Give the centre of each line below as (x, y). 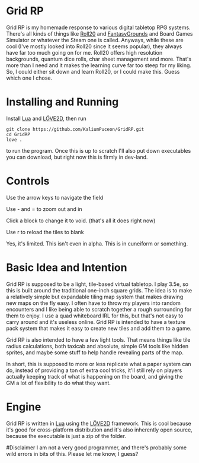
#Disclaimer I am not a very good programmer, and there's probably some (97, 448)
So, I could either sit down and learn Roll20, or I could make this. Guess (93, 71)
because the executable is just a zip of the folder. (66, 436)
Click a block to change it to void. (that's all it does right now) (81, 221)
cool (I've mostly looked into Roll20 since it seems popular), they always (94, 46)
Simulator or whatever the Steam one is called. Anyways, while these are (95, 40)
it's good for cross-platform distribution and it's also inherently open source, (99, 430)
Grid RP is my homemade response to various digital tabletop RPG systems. (98, 27)
